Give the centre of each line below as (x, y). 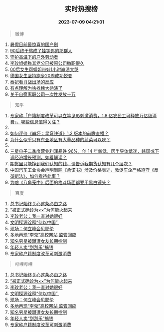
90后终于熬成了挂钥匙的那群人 (41, 50)
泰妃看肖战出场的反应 (32, 82)
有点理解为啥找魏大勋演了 (36, 88)
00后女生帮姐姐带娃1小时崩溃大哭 (44, 69)
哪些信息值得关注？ (41, 122)
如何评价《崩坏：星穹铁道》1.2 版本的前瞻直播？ (59, 133)
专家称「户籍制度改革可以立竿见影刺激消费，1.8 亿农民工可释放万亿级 (81, 115)
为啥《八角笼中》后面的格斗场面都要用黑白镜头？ (60, 182)
